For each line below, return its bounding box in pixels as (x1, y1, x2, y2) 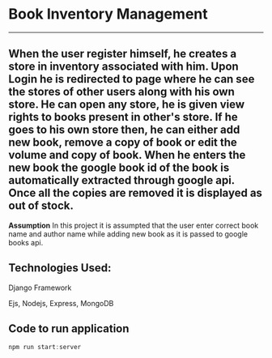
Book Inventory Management (8, 5, 208, 23)
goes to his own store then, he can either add (8, 123, 240, 137)
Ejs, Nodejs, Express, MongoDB (8, 298, 114, 308)
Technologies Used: (8, 261, 112, 275)
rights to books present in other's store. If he (8, 110, 238, 124)
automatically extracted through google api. (8, 173, 235, 187)
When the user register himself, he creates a (8, 47, 237, 61)
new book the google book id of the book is (8, 161, 230, 175)
